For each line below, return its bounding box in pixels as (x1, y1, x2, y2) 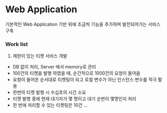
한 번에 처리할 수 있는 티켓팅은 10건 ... (12, 102, 88, 108)
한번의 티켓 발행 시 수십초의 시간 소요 (12, 89, 87, 96)
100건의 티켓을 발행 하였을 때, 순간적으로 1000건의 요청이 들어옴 (12, 70, 141, 76)
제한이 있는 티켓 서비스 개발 (12, 53, 68, 59)
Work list (5, 40, 28, 48)
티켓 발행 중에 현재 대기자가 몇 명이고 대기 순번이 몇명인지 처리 (12, 96, 136, 102)
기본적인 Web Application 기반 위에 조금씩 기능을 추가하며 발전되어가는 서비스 (5, 21, 161, 27)
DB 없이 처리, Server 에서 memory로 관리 (12, 64, 96, 70)
